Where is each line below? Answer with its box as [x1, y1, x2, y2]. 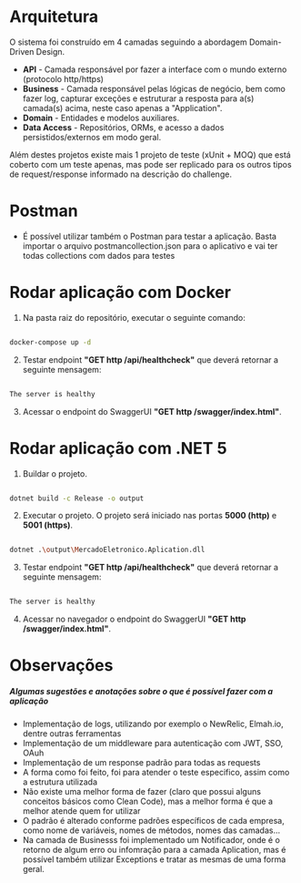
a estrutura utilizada [22, 776, 98, 787]
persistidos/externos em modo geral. [22, 131, 162, 142]
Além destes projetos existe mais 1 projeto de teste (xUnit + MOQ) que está [9, 149, 291, 160]
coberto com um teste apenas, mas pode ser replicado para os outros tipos [9, 159, 293, 169]
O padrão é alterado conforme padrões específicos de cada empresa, [22, 816, 285, 827]
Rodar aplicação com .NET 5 [9, 437, 227, 458]
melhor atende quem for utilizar [22, 806, 141, 816]
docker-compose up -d [9, 337, 92, 347]
